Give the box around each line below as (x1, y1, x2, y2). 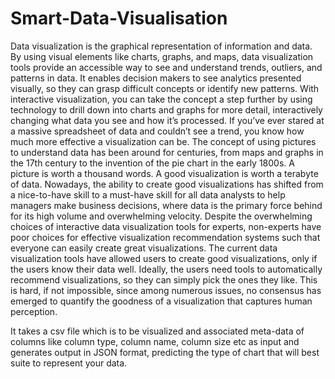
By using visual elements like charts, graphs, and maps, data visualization (10, 50, 314, 62)
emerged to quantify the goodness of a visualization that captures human (10, 295, 313, 307)
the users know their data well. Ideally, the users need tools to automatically (10, 263, 323, 275)
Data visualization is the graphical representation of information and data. (10, 40, 313, 52)
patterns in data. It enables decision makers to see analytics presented (10, 72, 302, 84)
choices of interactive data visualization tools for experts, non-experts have (10, 220, 322, 232)
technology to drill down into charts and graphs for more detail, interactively (10, 103, 323, 116)
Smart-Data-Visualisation (10, 7, 228, 30)
